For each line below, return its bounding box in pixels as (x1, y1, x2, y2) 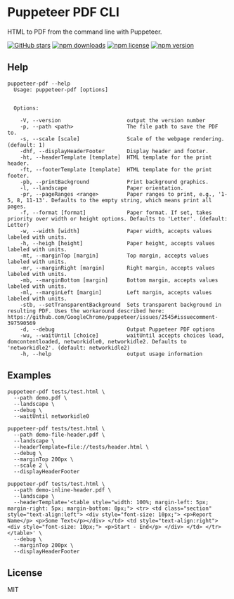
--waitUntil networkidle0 (13, 412, 90, 420)
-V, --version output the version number (20, 117, 206, 124)
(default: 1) (7, 141, 46, 148)
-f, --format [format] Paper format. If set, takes (20, 209, 212, 216)
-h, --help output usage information (20, 350, 202, 357)
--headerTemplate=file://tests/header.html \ (13, 443, 150, 450)
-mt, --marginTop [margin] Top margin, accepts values (20, 252, 209, 259)
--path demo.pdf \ (13, 394, 68, 401)
